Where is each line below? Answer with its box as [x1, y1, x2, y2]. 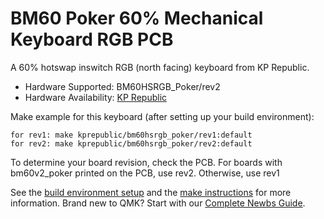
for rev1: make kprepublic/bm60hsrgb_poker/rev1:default [10, 130, 253, 140]
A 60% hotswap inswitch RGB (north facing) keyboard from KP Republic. [10, 61, 310, 73]
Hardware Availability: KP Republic [24, 91, 168, 103]
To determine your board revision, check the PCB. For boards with [10, 156, 283, 168]
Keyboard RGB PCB [10, 28, 174, 51]
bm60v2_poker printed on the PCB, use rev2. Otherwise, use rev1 [10, 167, 280, 179]
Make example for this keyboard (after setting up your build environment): [10, 110, 315, 122]
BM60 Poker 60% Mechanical [10, 7, 264, 30]
